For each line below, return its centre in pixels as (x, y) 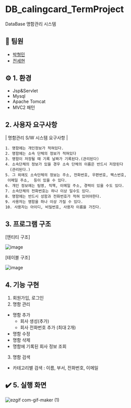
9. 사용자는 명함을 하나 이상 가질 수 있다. (44, 202)
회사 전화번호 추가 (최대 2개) (48, 327)
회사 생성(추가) (35, 321)
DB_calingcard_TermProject (65, 9)
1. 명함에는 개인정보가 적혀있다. (35, 148)
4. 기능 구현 (22, 285)
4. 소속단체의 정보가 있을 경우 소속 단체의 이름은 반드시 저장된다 (64, 164)
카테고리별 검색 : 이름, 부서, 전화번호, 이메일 (55, 368)
